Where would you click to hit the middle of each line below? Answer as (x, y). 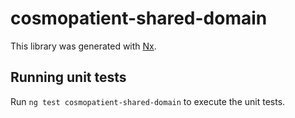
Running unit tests (68, 77)
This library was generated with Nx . (83, 46)
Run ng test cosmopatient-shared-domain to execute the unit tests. (148, 101)
